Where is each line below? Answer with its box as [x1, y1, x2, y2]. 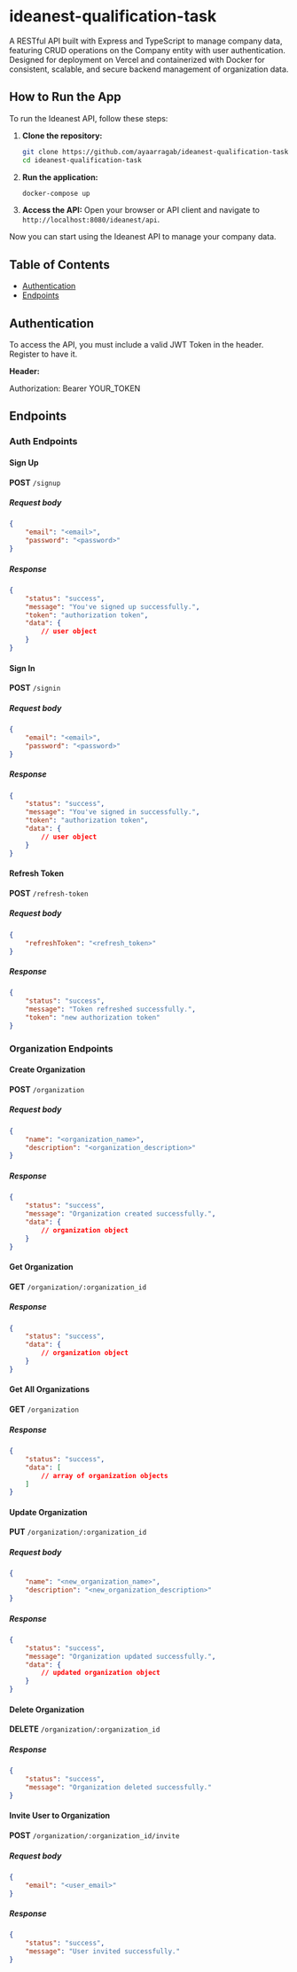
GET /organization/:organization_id [9, 1281, 147, 1292]
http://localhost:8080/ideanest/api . [21, 215, 160, 225]
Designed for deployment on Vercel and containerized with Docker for [9, 54, 266, 65]
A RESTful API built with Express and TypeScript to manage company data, [9, 35, 283, 46]
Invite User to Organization [9, 1811, 111, 1821]
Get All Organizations [9, 1384, 90, 1395]
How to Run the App [9, 90, 121, 105]
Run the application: [21, 171, 99, 183]
